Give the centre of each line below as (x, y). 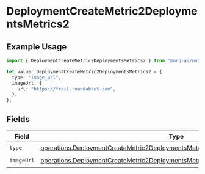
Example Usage (37, 47)
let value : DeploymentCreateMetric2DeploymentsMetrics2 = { (85, 71)
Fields (18, 119)
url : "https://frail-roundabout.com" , (67, 89)
